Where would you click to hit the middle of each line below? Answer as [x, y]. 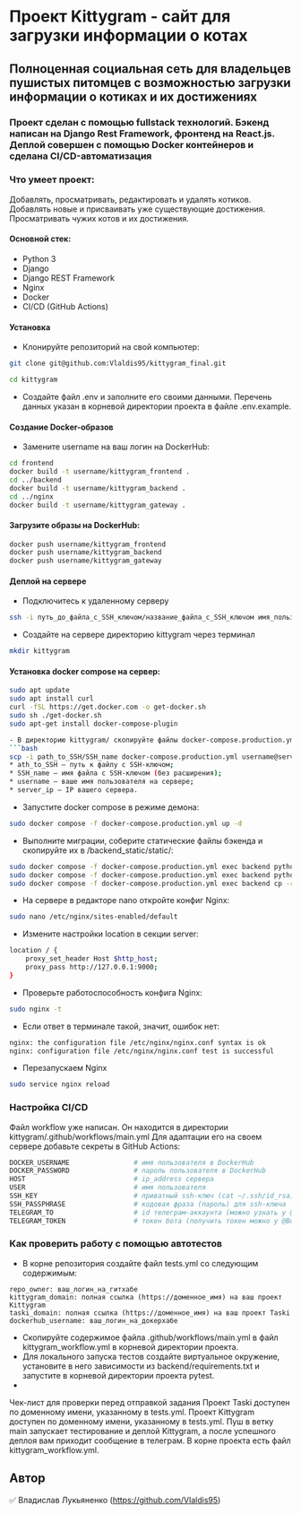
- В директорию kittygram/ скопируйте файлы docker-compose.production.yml [154, 740]
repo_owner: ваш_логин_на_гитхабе [74, 1289]
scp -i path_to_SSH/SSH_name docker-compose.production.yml [124, 757]
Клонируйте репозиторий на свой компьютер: [111, 347]
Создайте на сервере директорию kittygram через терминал [138, 635]
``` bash [24, 748]
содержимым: [50, 1273]
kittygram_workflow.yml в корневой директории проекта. [130, 1346]
